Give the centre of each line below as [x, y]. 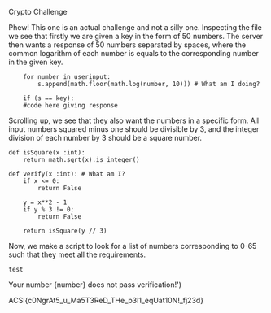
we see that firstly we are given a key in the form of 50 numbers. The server [136, 36]
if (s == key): [49, 98]
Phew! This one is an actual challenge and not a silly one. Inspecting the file [135, 27]
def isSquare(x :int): [47, 153]
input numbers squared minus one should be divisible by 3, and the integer [134, 129]
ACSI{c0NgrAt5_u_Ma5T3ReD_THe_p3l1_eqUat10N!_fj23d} [106, 300]
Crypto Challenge [38, 12]
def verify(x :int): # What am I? [67, 174]
